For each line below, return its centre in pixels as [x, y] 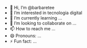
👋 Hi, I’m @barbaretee [32, 8]
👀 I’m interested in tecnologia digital [46, 13]
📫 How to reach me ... [32, 29]
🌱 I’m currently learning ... [36, 18]
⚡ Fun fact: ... [23, 41]
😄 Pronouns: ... [26, 36]
